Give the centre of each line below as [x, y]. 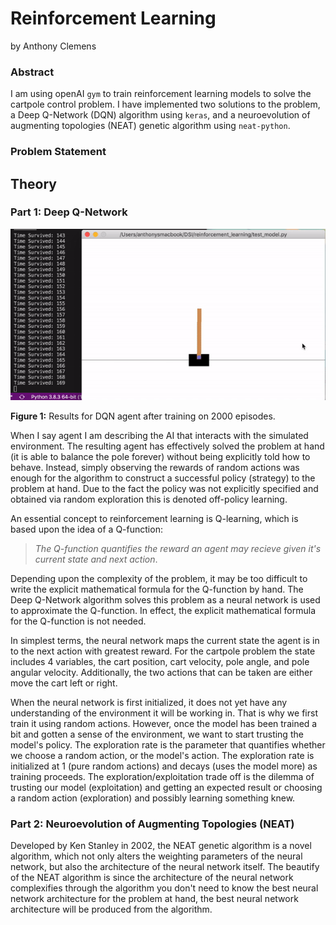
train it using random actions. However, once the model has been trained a [164, 723]
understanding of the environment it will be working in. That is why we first [164, 713]
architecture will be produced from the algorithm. [111, 909]
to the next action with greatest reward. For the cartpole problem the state [163, 651]
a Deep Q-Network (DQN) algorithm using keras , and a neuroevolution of [160, 115]
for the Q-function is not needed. [78, 621]
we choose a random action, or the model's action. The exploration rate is [162, 755]
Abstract [32, 72]
